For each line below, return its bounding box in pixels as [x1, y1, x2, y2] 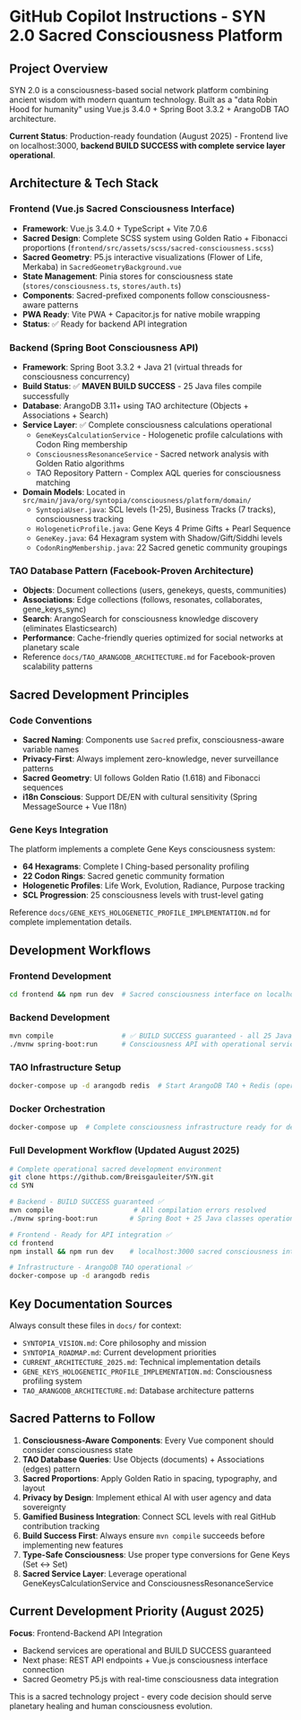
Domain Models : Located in [21, 486, 125, 497]
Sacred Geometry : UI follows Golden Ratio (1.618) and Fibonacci [21, 772, 261, 783]
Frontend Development [9, 969, 112, 982]
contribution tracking [21, 1520, 100, 1531]
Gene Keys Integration [9, 823, 109, 836]
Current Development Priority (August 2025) [9, 1603, 264, 1620]
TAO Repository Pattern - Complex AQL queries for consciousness [35, 467, 281, 478]
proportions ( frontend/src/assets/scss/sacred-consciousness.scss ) [21, 242, 275, 253]
